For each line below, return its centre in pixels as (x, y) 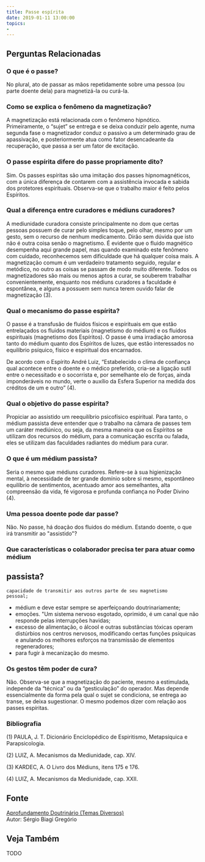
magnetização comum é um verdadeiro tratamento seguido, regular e (94, 263)
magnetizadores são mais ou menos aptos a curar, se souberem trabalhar (99, 275)
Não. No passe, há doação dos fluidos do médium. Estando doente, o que (99, 527)
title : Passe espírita (35, 12)
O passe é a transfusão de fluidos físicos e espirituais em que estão (92, 324)
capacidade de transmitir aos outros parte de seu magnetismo (87, 591)
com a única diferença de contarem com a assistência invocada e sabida (98, 181)
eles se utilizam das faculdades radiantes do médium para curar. (88, 443)
